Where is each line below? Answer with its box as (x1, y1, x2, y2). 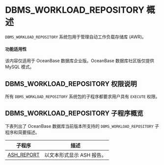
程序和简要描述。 (5, 129, 40, 135)
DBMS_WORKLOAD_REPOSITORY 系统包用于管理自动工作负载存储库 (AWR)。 (5, 34, 146, 40)
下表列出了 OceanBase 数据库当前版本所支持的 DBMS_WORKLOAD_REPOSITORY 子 (5, 123, 160, 129)
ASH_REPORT (7, 151, 40, 158)
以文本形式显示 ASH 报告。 (44, 151, 107, 158)
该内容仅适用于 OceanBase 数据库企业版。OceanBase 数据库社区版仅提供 (5, 58, 155, 64)
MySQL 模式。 (5, 64, 34, 70)
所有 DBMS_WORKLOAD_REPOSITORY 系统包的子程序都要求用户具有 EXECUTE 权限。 (5, 94, 160, 99)
